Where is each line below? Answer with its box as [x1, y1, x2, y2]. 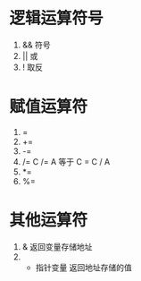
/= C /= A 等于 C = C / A [21, 156, 111, 166]
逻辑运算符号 [9, 8, 104, 29]
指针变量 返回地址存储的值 [35, 261, 132, 273]
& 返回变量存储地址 [21, 241, 93, 251]
